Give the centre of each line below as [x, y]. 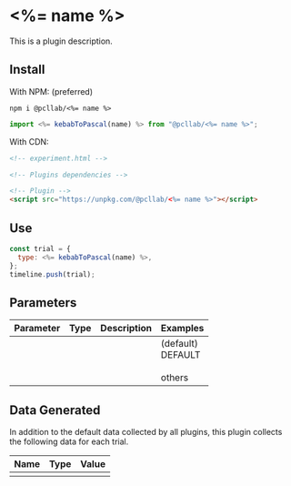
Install [27, 70]
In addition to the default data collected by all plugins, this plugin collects [146, 432]
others [175, 378]
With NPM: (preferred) [51, 91]
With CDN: [29, 141]
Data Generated [55, 410]
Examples [182, 329]
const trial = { [40, 248]
